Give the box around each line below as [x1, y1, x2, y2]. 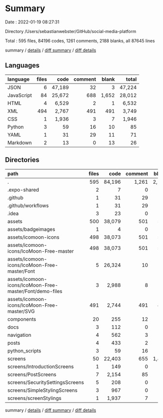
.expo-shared [7, 186, 39, 193]
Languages [5, 61, 40, 70]
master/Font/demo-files [7, 288, 63, 295]
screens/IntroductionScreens [7, 363, 74, 370]
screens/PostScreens [7, 371, 57, 378]
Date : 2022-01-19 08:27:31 [5, 19, 60, 25]
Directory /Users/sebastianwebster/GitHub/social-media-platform [5, 28, 137, 34]
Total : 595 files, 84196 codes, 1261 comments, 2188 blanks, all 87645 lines [5, 37, 155, 44]
